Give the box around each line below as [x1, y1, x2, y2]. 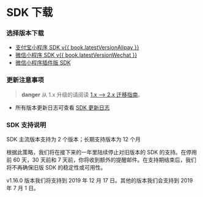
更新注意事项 [6, 76, 45, 84]
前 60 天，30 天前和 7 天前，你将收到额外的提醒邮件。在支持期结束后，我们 [6, 156, 197, 163]
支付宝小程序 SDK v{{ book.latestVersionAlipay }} [15, 44, 139, 51]
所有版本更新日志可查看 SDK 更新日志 [15, 104, 110, 111]
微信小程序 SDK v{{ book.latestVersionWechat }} [15, 51, 138, 59]
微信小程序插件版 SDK [15, 59, 72, 66]
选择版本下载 [6, 29, 45, 37]
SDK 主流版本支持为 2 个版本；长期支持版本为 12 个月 [6, 135, 141, 143]
